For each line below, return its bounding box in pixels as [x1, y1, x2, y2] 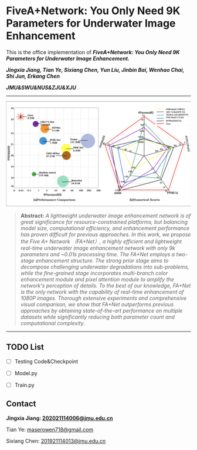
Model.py [14, 369, 38, 376]
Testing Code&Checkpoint [14, 358, 78, 365]
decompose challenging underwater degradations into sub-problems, [20, 263, 189, 270]
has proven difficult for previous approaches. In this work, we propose [20, 231, 191, 238]
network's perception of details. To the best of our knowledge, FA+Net [20, 282, 191, 289]
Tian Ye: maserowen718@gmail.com [6, 426, 94, 433]
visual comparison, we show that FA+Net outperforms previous [20, 300, 174, 307]
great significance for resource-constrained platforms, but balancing [20, 218, 188, 225]
